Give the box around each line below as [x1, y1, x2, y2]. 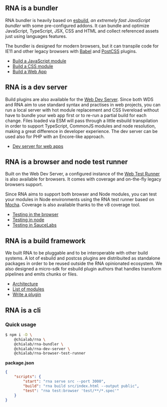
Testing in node [12, 217, 45, 223]
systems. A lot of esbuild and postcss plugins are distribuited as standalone [5, 255, 161, 261]
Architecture [12, 281, 38, 287]
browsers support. [5, 181, 43, 187]
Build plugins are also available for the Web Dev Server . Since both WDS [5, 96, 154, 102]
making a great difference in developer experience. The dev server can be [5, 128, 158, 134]
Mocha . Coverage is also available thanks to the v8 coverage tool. [5, 202, 141, 208]
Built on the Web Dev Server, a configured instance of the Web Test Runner [5, 171, 160, 177]
